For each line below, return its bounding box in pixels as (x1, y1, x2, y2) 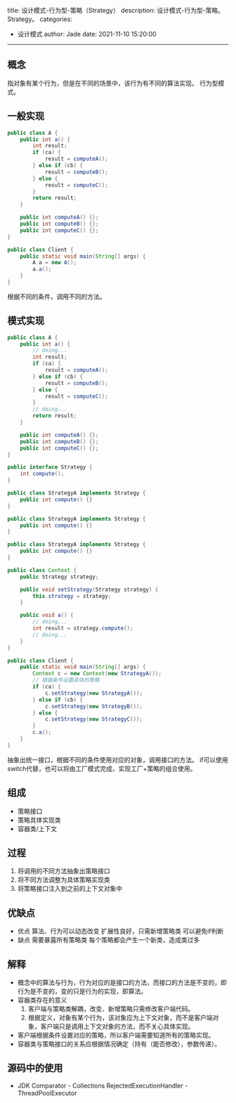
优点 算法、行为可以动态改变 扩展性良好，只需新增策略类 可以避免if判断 (17, 927, 224, 936)
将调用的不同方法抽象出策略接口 (17, 867, 110, 875)
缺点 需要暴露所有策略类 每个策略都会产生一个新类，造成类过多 (17, 936, 200, 944)
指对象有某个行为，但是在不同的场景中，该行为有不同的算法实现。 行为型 (7, 79, 218, 87)
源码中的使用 (7, 1062, 63, 1074)
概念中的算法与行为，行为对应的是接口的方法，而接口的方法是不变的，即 (17, 979, 227, 987)
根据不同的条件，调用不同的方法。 (7, 292, 106, 301)
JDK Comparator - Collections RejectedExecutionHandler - (17, 1081, 188, 1090)
